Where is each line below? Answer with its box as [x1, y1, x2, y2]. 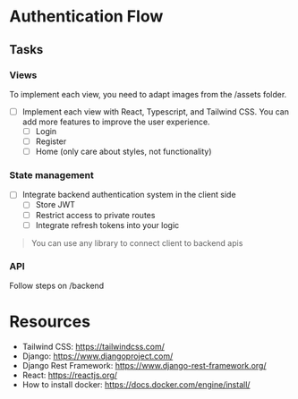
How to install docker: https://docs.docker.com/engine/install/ [21, 378, 251, 390]
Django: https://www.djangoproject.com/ [21, 351, 174, 361]
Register [35, 136, 67, 147]
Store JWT [35, 199, 76, 210]
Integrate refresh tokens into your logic [35, 219, 180, 230]
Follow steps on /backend [9, 280, 105, 291]
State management [9, 169, 94, 182]
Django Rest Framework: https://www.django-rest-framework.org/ [21, 360, 267, 370]
